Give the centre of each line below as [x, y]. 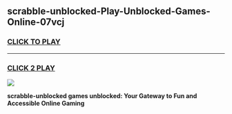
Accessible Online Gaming [46, 103]
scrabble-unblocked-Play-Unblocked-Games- [109, 11]
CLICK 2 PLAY [31, 68]
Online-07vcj [36, 22]
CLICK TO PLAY [34, 42]
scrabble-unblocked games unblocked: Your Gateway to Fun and [102, 95]
